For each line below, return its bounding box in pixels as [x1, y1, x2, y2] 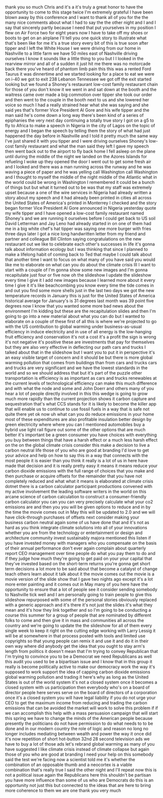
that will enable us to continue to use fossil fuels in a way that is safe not [5, 406, 150, 412]
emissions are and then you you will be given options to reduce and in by [5, 504, 151, 510]
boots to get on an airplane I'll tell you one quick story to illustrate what [5, 35, 147, 41]
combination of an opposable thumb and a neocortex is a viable [5, 762, 132, 767]
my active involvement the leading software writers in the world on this [5, 489, 147, 494]
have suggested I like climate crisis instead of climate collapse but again [5, 747, 149, 752]
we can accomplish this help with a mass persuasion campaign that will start [5, 710, 158, 716]
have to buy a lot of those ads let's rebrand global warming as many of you [5, 741, 155, 747]
